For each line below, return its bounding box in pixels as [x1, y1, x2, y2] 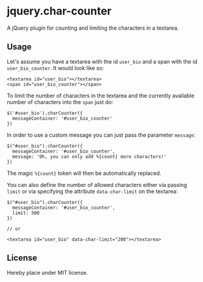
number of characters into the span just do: [7, 98, 114, 105]
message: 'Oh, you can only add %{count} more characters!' [12, 153, 167, 160]
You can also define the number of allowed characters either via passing [7, 181, 187, 188]
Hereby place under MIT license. [7, 269, 88, 276]
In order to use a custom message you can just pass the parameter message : [7, 131, 196, 139]
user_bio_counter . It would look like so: [7, 64, 105, 71]
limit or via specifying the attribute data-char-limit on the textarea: [7, 188, 178, 195]
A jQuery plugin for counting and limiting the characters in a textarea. [7, 24, 179, 31]
